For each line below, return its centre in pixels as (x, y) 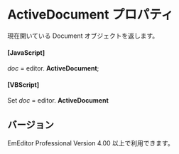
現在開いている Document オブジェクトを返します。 (83, 36)
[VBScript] (23, 84)
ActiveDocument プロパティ (91, 15)
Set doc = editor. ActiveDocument (58, 101)
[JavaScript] (26, 52)
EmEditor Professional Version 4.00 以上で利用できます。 (91, 143)
